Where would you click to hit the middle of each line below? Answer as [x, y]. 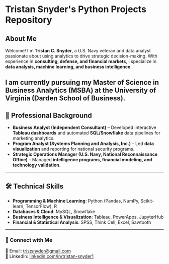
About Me [21, 39]
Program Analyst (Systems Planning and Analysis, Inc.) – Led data [83, 144]
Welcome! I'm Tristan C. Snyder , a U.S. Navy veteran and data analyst [78, 51]
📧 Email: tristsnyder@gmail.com [38, 251]
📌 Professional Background [49, 115]
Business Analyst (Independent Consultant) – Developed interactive [84, 127]
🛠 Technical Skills [34, 186]
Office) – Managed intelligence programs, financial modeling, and [82, 160]
